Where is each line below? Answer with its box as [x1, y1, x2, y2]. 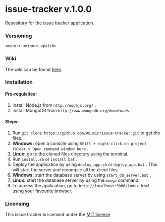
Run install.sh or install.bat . [12, 156, 78, 162]
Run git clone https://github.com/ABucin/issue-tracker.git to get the [12, 130, 160, 136]
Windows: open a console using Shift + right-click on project [12, 140, 147, 146]
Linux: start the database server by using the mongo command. [12, 177, 140, 183]
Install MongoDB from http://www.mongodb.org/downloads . [12, 107, 132, 113]
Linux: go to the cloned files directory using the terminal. [12, 150, 129, 157]
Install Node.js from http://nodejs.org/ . [12, 102, 96, 108]
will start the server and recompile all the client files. [12, 166, 119, 172]
